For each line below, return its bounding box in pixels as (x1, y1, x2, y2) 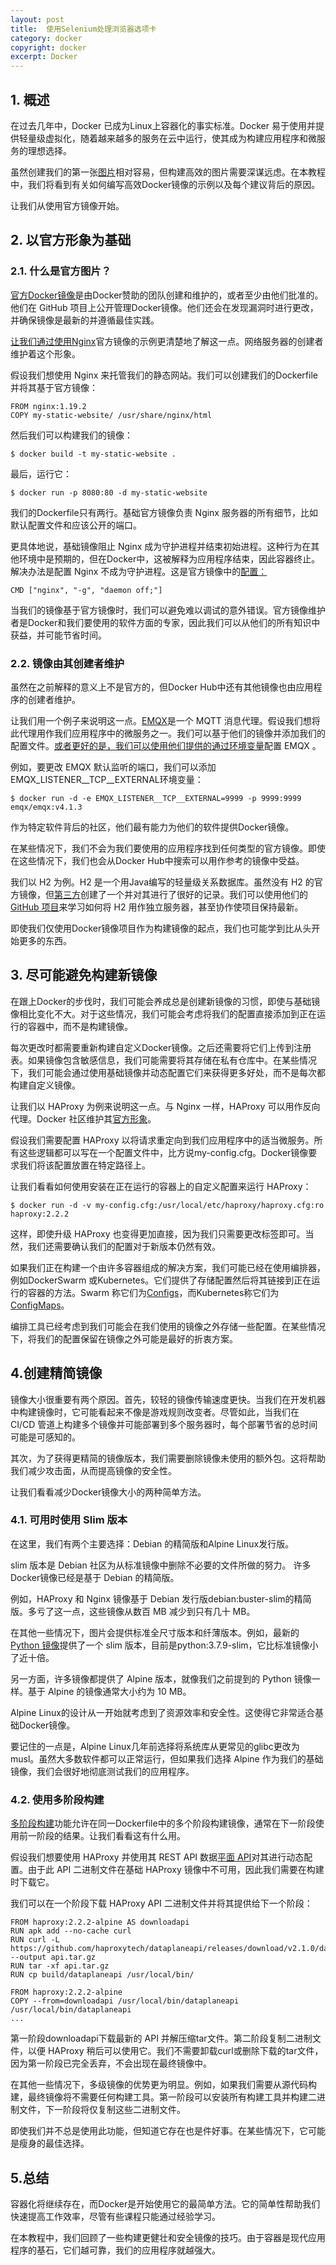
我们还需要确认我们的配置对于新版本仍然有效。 (27, 1240, 221, 1252)
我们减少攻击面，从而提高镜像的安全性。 (10, 1464, 177, 1476)
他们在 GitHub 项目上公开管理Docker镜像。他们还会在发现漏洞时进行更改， (10, 301, 319, 313)
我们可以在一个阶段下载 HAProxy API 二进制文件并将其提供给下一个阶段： (10, 1897, 313, 1910)
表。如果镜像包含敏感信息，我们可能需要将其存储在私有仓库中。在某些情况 (10, 1054, 317, 1066)
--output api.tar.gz (10, 1952, 97, 1963)
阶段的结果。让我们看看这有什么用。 (36, 1830, 186, 1842)
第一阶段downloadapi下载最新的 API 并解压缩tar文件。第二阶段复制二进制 (10, 2032, 313, 2045)
